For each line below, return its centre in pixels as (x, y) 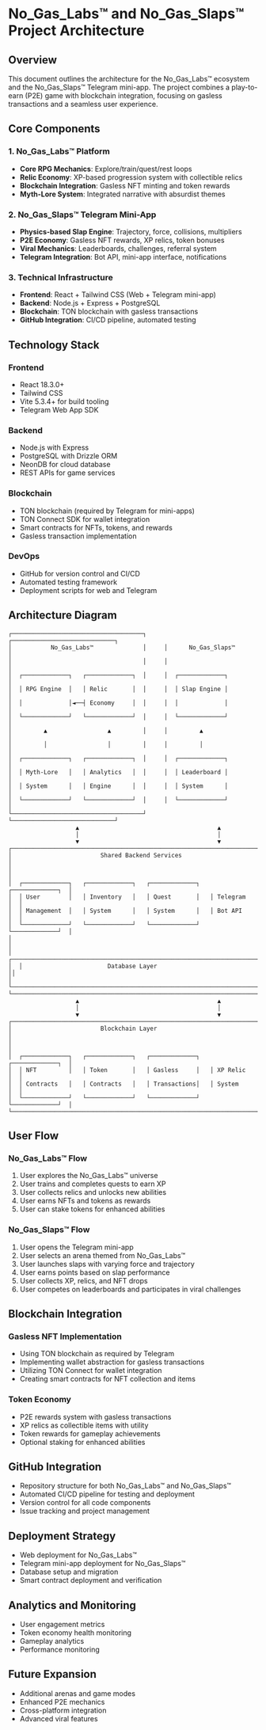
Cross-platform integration (63, 1710)
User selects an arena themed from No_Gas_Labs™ (103, 1255)
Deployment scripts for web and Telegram (88, 590)
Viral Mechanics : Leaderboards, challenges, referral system (118, 248)
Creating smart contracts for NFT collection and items (108, 1379)
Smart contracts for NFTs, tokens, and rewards (96, 527)
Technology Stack (54, 345)
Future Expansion (53, 1674)
